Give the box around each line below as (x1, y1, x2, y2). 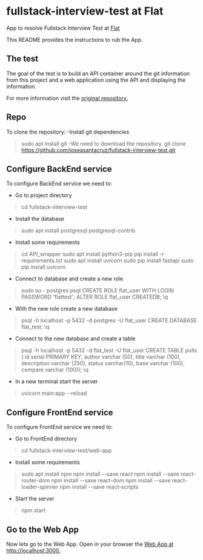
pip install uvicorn (21, 263, 66, 271)
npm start (21, 507, 45, 514)
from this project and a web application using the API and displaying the (6, 76, 186, 83)
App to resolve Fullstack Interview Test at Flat (6, 24, 120, 32)
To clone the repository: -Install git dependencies (6, 128, 129, 135)
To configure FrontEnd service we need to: (6, 423, 113, 431)
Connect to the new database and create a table (15, 335, 136, 342)
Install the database (15, 215, 65, 223)
